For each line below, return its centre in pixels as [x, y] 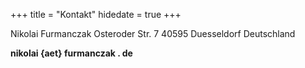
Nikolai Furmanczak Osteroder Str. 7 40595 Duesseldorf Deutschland [153, 33]
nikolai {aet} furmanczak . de [71, 53]
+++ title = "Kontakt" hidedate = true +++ [96, 14]
